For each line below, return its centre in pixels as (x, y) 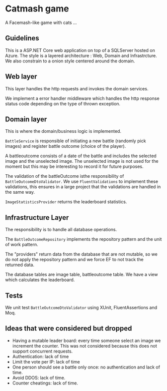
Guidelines (22, 38)
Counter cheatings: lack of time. (45, 383)
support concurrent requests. (42, 351)
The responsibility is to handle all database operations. (61, 230)
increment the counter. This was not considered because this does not (85, 346)
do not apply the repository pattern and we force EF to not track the (75, 260)
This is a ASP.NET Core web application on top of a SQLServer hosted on (80, 50)
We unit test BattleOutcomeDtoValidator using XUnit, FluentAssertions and (81, 307)
